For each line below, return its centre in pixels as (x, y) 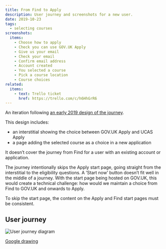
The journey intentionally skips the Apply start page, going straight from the (83, 167)
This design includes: (27, 122)
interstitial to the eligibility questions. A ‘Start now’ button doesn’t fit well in (82, 173)
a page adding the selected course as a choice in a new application (82, 143)
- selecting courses (31, 29)
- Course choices (32, 80)
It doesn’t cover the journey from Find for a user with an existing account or (83, 152)
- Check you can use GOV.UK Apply (50, 47)
